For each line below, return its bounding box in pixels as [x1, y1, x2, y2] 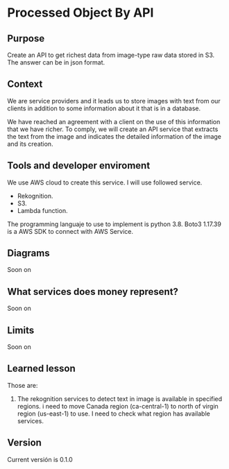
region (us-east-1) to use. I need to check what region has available [17, 409, 210, 418]
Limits [7, 324, 35, 336]
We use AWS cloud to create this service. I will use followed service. [7, 178, 203, 187]
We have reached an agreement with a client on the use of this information [7, 117, 221, 126]
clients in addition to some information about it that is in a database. [7, 104, 201, 112]
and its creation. [7, 139, 53, 148]
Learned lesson [7, 363, 76, 375]
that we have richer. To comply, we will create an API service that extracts [7, 125, 219, 133]
